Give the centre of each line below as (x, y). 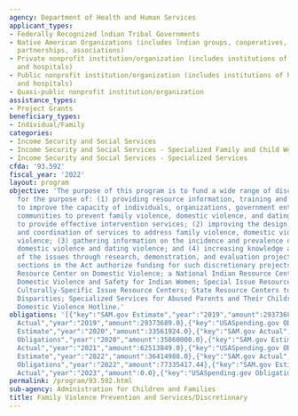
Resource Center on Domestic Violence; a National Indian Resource (145, 274)
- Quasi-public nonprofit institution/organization (106, 92)
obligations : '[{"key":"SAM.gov (69, 315)
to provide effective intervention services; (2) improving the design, (154, 224)
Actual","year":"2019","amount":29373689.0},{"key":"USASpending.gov (148, 324)
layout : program (39, 183)
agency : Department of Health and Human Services (103, 17)
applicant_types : (41, 26)
